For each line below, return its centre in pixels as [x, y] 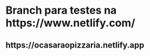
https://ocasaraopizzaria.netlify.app [75, 45]
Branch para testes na [61, 10]
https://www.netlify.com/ [71, 23]
